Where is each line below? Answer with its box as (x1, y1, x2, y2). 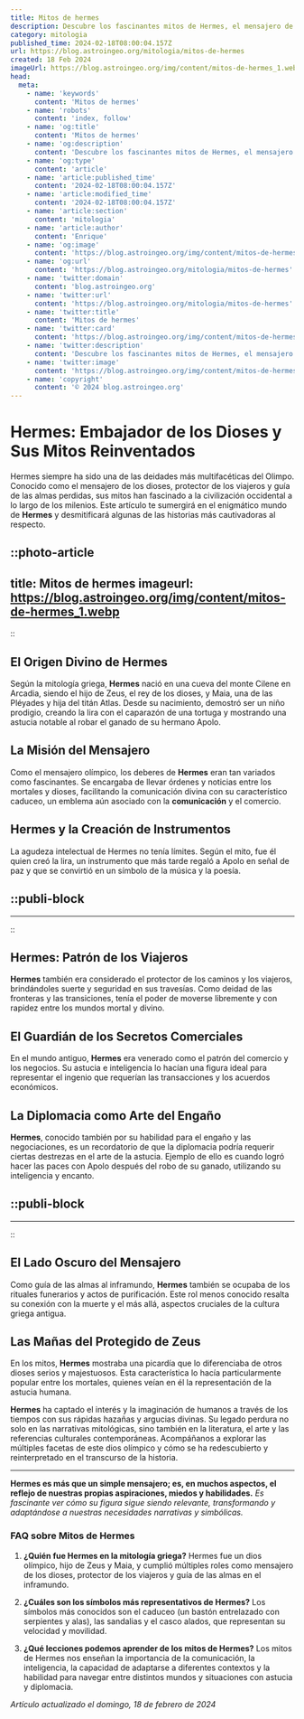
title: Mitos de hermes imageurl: (10, 576, 194, 591)
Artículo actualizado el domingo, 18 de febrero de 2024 (10, 1698, 216, 1709)
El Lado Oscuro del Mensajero (10, 1255, 181, 1271)
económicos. (10, 1082, 59, 1093)
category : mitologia (10, 30, 88, 39)
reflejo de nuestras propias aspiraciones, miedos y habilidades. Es (10, 1488, 264, 1498)
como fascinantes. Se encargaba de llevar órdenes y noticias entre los (10, 776, 272, 787)
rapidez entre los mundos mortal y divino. (10, 1002, 165, 1013)
